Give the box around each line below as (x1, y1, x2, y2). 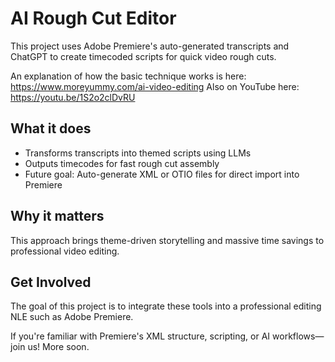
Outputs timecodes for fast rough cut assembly (24, 157, 220, 169)
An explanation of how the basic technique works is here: (10, 70, 247, 82)
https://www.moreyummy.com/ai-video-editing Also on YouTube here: (10, 80, 300, 92)
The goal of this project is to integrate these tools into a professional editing (10, 300, 322, 312)
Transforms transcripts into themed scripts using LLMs (24, 147, 252, 159)
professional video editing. (10, 245, 120, 257)
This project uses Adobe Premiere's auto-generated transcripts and (10, 40, 290, 52)
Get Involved (10, 273, 92, 291)
